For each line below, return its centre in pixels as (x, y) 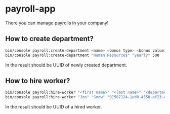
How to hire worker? (38, 81)
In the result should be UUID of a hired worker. (54, 107)
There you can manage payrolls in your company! (57, 23)
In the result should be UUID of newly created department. (66, 65)
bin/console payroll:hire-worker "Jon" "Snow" (55, 97)
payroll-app (30, 9)
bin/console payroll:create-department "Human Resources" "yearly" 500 (82, 55)
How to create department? (49, 39)
